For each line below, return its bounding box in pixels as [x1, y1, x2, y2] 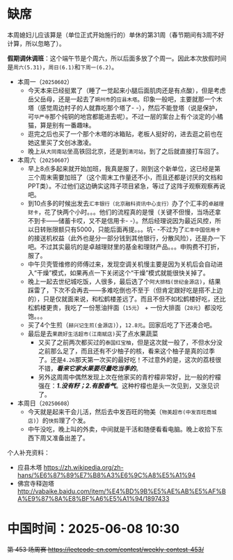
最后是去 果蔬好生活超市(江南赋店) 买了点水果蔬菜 [27, 329, 159, 338]
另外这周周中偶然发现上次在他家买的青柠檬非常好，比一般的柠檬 [38, 372, 221, 381]
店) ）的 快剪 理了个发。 [27, 416, 90, 425]
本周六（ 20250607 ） [17, 156, 74, 164]
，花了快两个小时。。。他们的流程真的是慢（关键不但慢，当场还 [38, 208, 216, 216]
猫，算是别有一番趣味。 [27, 121, 95, 129]
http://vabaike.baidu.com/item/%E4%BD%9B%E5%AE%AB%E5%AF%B [17, 487, 226, 495]
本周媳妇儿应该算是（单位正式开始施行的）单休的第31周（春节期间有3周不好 [7, 31, 225, 39]
